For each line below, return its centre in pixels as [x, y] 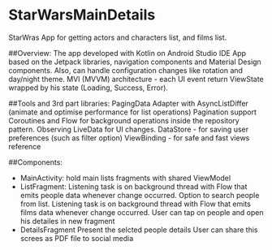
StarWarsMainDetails [82, 15]
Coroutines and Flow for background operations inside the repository [124, 120]
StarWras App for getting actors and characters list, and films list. [118, 37]
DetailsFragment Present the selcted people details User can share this [139, 230]
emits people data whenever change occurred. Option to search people [140, 195]
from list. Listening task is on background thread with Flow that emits [136, 204]
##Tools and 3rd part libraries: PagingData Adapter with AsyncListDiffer [129, 103]
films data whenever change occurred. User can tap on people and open [142, 212]
